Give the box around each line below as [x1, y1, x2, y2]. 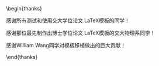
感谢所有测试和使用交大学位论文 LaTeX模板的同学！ [6, 17, 130, 24]
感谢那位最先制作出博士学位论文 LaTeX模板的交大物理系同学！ [6, 29, 156, 36]
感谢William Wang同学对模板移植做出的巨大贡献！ [6, 42, 126, 48]
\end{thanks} [6, 54, 38, 60]
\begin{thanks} [6, 5, 43, 12]
